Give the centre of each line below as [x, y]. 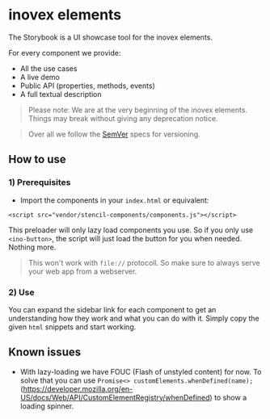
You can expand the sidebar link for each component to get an [112, 309]
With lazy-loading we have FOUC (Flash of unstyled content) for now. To [141, 371]
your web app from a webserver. [82, 271]
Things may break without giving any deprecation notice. [123, 118]
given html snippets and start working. [72, 327]
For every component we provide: [65, 52]
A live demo [40, 77]
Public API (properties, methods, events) [87, 86]
